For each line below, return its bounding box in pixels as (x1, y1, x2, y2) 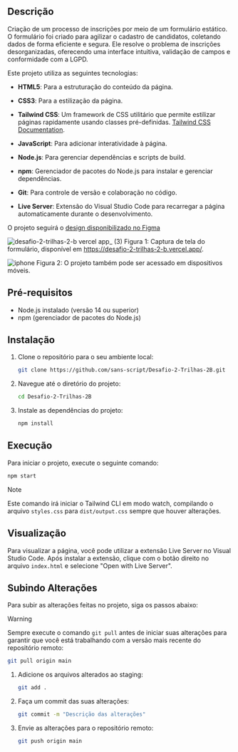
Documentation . (17, 125, 66, 134)
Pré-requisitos (7, 287, 73, 299)
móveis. (7, 266, 31, 274)
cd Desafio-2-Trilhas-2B (17, 393, 92, 401)
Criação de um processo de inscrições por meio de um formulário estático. (7, 24, 228, 33)
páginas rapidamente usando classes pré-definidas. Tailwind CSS (17, 118, 212, 126)
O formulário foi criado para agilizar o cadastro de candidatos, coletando (7, 32, 221, 41)
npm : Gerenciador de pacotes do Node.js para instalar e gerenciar (17, 167, 213, 175)
